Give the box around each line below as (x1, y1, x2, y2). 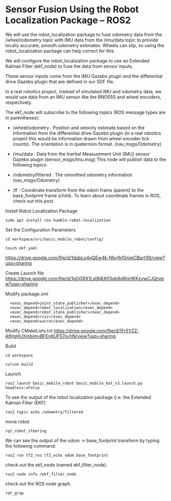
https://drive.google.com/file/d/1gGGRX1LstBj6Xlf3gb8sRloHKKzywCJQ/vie (5, 275, 164, 281)
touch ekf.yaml (5, 245, 38, 251)
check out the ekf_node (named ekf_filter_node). (5, 462, 108, 468)
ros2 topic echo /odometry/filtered (5, 409, 83, 414)
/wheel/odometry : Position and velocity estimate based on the (12, 124, 145, 131)
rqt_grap (5, 490, 24, 495)
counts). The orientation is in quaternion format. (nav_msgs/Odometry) (12, 141, 162, 147)
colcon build (5, 362, 33, 367)
